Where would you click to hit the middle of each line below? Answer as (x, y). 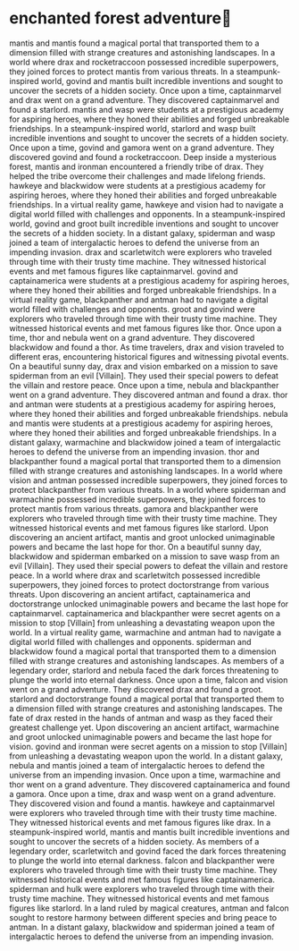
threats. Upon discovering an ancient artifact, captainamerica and (130, 594)
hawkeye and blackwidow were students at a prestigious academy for (137, 185)
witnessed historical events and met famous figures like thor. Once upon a (145, 328)
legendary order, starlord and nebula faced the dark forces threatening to (144, 670)
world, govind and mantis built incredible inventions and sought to (162, 81)
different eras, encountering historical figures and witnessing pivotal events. (149, 356)
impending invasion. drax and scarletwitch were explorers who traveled (141, 252)
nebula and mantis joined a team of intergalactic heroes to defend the (137, 765)
